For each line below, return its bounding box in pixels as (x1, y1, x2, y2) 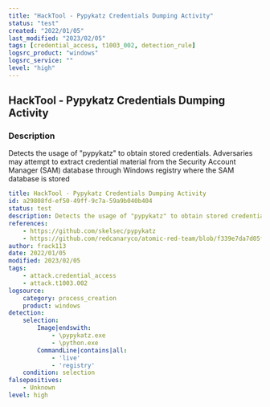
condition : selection (22, 368, 95, 377)
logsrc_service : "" (8, 57, 74, 65)
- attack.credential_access (22, 272, 117, 280)
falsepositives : (8, 376, 63, 385)
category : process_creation (22, 294, 117, 302)
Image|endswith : (37, 324, 92, 332)
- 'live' (51, 354, 81, 362)
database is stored (8, 174, 70, 184)
